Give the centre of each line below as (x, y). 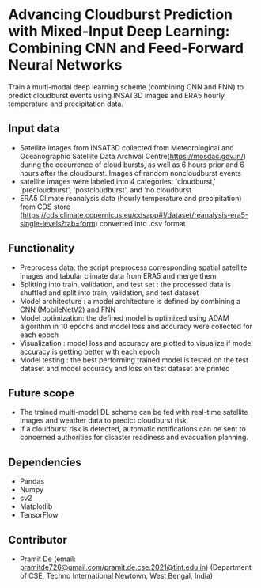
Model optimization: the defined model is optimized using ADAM (124, 317)
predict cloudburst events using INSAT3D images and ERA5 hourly (117, 95)
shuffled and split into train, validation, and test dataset (109, 292)
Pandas (32, 481)
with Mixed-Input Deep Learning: (119, 31)
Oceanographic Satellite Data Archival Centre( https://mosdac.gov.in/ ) (133, 156)
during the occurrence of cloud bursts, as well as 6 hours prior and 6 (132, 165)
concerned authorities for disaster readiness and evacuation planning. (134, 438)
